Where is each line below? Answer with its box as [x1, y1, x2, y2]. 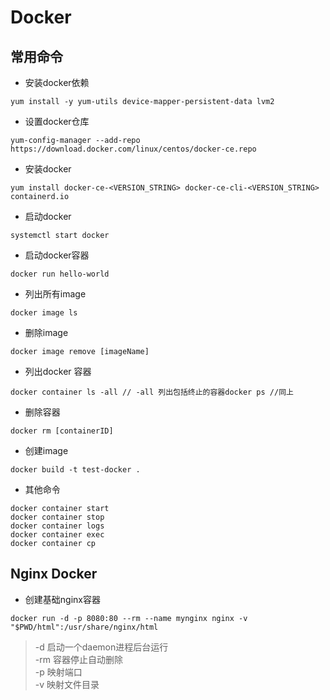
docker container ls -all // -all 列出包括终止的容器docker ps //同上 [10, 387, 294, 397]
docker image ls [10, 308, 78, 318]
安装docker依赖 [24, 77, 90, 88]
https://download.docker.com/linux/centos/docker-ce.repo [10, 144, 257, 154]
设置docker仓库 [24, 116, 90, 127]
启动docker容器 [24, 249, 90, 261]
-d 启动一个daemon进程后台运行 [34, 641, 169, 653]
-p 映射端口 [34, 666, 83, 678]
